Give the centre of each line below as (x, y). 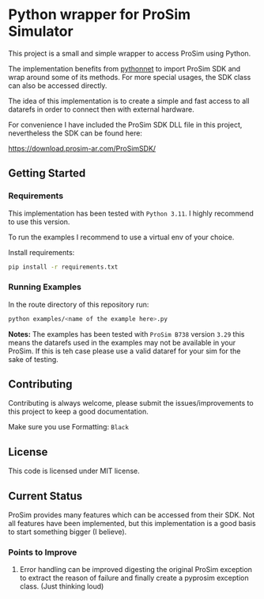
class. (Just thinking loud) (62, 586)
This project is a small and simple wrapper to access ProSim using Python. (130, 53)
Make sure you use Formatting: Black (68, 427)
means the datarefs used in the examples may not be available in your (122, 342)
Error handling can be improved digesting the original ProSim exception (136, 570)
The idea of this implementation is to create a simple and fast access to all (129, 101)
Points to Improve (43, 552)
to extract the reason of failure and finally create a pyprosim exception (134, 578)
